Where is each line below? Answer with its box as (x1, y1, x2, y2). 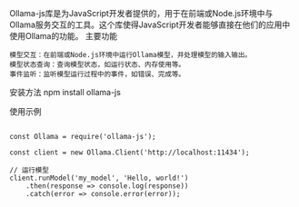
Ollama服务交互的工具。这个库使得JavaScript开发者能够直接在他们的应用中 (9, 19, 291, 30)
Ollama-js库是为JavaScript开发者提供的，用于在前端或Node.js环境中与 (9, 8, 274, 18)
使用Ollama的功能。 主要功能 (9, 31, 118, 41)
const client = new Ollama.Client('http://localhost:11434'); (9, 148, 250, 157)
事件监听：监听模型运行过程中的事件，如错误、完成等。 (9, 70, 186, 79)
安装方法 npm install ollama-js (9, 87, 121, 97)
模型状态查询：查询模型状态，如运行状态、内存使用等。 (9, 60, 186, 69)
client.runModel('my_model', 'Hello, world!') (9, 173, 189, 182)
